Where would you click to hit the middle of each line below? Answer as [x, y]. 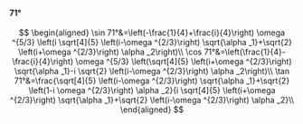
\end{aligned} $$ [152, 110]
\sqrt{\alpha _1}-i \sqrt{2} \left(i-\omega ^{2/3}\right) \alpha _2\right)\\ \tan [152, 72]
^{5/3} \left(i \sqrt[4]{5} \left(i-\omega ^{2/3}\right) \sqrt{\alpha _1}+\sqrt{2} [152, 43]
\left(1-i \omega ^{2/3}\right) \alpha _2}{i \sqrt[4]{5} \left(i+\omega [152, 91]
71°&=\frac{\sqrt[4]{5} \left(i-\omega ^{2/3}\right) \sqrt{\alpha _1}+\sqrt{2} [152, 81]
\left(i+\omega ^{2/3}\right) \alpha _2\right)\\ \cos [110, 52]
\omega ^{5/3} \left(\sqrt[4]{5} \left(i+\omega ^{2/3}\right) [184, 62]
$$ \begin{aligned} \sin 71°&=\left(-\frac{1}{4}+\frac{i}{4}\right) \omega [152, 33]
